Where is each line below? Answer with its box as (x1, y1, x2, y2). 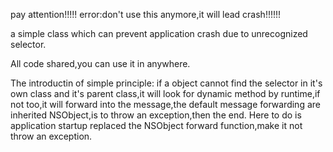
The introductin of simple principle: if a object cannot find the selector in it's (10, 77, 323, 89)
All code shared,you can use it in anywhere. (10, 58, 191, 69)
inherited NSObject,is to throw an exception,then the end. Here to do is (10, 109, 302, 121)
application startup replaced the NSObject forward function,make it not (10, 120, 303, 131)
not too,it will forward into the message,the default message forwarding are (10, 99, 321, 110)
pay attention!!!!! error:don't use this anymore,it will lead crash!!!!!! (10, 9, 282, 20)
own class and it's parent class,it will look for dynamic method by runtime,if (10, 88, 321, 99)
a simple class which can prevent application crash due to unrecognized (10, 28, 308, 39)
